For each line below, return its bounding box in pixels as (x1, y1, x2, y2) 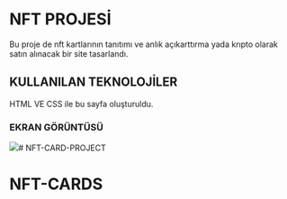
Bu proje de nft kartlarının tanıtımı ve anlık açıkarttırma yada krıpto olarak (9, 39, 279, 50)
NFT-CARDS (9, 174, 103, 194)
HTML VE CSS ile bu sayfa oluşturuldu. (9, 98, 154, 109)
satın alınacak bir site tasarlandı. (9, 48, 129, 59)
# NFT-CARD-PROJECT (18, 142, 106, 153)
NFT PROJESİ (9, 9, 112, 30)
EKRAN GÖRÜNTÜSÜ (9, 121, 103, 133)
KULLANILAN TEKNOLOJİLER (9, 75, 178, 90)
